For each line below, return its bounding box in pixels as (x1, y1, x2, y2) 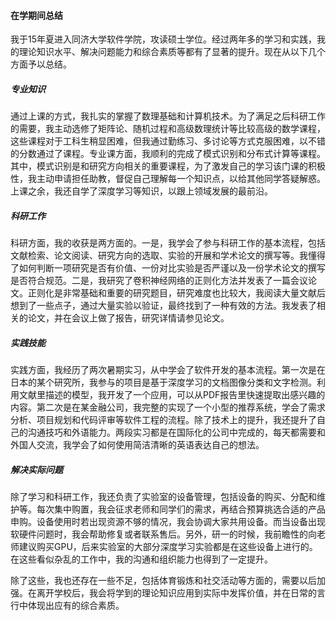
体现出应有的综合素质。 (27, 600, 125, 612)
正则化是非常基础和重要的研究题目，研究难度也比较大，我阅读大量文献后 (27, 287, 326, 299)
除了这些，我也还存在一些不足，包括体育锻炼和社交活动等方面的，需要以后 (10, 575, 317, 587)
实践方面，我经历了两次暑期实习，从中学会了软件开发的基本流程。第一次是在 (10, 364, 326, 376)
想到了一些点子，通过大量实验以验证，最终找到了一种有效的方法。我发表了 (10, 300, 317, 312)
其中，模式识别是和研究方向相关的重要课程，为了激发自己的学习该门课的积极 (10, 160, 326, 172)
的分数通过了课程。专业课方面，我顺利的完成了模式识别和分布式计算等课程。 (10, 148, 326, 160)
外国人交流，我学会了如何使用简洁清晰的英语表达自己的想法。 (10, 439, 265, 451)
